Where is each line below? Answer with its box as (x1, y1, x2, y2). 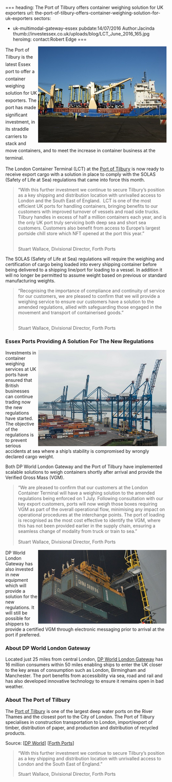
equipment (5, 577, 28, 583)
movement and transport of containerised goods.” (17, 310, 124, 316)
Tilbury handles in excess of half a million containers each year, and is (17, 214, 167, 220)
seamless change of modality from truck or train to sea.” (17, 528, 138, 534)
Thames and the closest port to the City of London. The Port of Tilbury (5, 714, 155, 720)
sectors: (33, 15, 51, 21)
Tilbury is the (5, 54, 33, 60)
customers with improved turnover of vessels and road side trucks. (17, 208, 160, 215)
